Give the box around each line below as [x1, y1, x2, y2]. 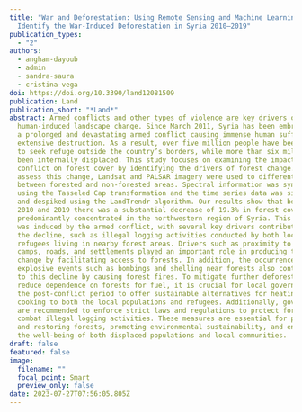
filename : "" [17, 364, 67, 373]
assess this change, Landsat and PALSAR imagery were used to [17, 172, 255, 181]
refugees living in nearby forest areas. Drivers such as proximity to [17, 239, 292, 248]
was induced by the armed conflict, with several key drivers [17, 222, 255, 231]
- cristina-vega [17, 80, 78, 89]
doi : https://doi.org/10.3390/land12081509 [9, 88, 175, 97]
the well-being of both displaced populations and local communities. [17, 331, 288, 340]
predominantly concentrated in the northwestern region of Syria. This [17, 213, 292, 223]
